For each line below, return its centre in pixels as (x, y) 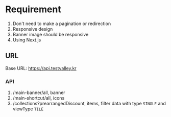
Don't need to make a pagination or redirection (62, 24)
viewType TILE (28, 109)
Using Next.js (27, 40)
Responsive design (33, 29)
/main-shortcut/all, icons (39, 98)
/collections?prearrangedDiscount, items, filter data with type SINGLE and (89, 104)
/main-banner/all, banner (39, 92)
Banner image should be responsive (51, 34)
